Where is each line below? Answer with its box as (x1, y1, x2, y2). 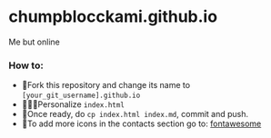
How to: (8, 59, 45, 72)
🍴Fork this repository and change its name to (21, 80, 191, 91)
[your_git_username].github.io (21, 91, 141, 101)
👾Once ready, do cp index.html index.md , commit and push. (21, 109, 249, 120)
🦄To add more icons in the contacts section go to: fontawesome (21, 118, 262, 129)
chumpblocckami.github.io (8, 6, 218, 27)
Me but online (8, 36, 60, 47)
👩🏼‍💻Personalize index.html (21, 99, 125, 110)
